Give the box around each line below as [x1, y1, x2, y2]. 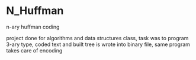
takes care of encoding [6, 47, 63, 54]
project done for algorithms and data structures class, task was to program [6, 34, 189, 41]
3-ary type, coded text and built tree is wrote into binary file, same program [6, 41, 191, 48]
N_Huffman [6, 4, 64, 17]
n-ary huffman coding [6, 23, 60, 30]
